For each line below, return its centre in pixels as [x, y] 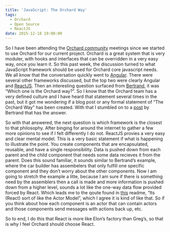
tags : [11, 15]
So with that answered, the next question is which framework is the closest [84, 123]
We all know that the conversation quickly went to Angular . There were [79, 75]
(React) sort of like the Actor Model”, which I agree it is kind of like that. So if [85, 198]
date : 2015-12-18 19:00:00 [34, 34]
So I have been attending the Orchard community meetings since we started [85, 48]
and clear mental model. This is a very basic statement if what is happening [84, 139]
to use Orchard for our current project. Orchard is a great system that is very [85, 53]
